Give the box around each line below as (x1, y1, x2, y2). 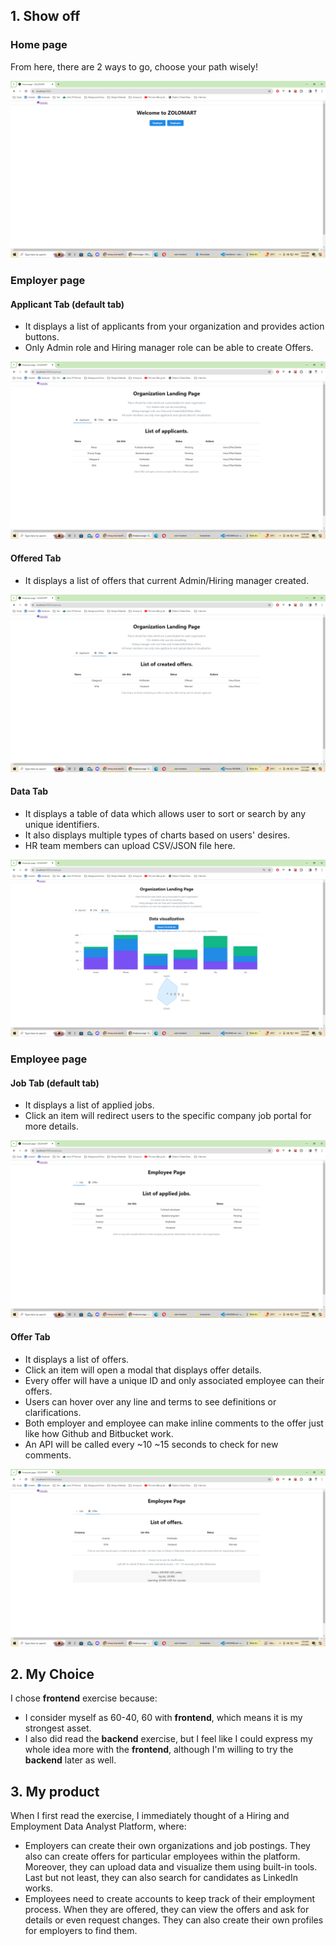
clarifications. (24, 1407, 82, 1419)
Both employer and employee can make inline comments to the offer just (24, 1417, 324, 1429)
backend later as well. (24, 1754, 117, 1766)
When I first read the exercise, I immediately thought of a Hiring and (10, 1810, 290, 1822)
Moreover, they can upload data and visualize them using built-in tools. (24, 1861, 318, 1873)
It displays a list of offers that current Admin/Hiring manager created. (24, 575, 310, 587)
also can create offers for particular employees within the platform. (24, 1850, 301, 1863)
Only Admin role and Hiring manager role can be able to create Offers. (24, 342, 314, 354)
